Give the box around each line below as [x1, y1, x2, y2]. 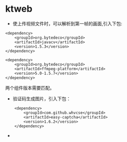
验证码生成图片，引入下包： [12, 95, 71, 102]
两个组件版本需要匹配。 [5, 84, 54, 91]
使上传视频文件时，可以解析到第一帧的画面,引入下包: [12, 20, 122, 26]
